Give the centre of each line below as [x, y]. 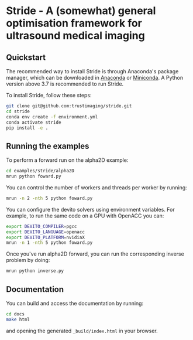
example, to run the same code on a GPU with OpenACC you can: [85, 216]
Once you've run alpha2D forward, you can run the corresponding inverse [95, 254]
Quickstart [26, 57]
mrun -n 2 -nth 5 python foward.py [49, 198]
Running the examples [48, 146]
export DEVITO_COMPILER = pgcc [42, 226]
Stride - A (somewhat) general [81, 11]
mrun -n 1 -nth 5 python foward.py [49, 243]
